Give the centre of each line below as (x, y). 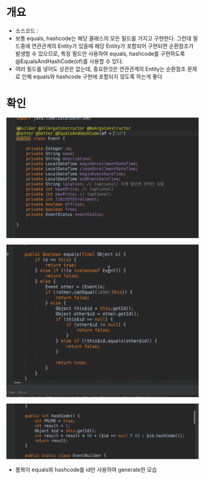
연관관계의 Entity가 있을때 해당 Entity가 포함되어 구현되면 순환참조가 (113, 46)
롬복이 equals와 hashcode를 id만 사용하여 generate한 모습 (86, 470)
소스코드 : (27, 31)
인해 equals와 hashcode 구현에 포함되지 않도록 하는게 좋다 (92, 76)
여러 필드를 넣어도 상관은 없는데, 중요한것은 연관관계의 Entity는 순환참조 (100, 69)
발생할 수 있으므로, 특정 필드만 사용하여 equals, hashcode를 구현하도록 (100, 53)
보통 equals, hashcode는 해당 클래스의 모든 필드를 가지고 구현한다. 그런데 (103, 38)
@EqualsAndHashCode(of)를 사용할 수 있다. (69, 61)
